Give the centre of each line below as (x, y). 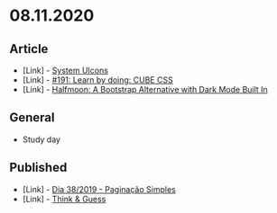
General (32, 118)
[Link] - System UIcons (65, 70)
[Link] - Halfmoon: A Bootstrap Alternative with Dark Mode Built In (145, 89)
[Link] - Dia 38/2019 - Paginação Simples (99, 189)
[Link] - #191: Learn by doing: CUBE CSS (97, 80)
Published (38, 168)
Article (29, 49)
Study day (42, 139)
